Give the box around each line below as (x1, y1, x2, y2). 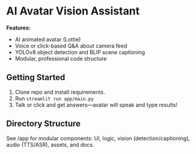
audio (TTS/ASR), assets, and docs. (6, 141, 94, 148)
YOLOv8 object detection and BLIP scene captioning (14, 48, 145, 55)
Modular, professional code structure (14, 55, 107, 62)
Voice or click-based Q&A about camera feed (14, 42, 127, 49)
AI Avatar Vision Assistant (6, 4, 140, 18)
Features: (6, 24, 31, 31)
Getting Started (6, 72, 66, 82)
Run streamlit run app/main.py (14, 94, 94, 102)
